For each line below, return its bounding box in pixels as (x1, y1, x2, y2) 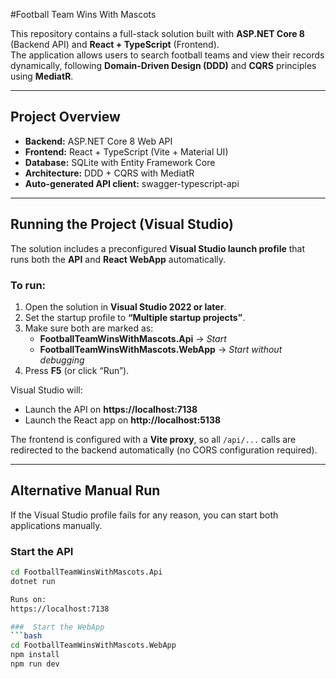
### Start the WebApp (10, 622, 105, 632)
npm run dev (10, 659, 60, 669)
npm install (10, 650, 60, 660)
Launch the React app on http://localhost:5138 (24, 414, 222, 426)
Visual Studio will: (10, 384, 83, 396)
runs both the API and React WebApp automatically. (10, 253, 227, 265)
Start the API (10, 544, 74, 558)
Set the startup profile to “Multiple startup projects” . (24, 311, 246, 323)
